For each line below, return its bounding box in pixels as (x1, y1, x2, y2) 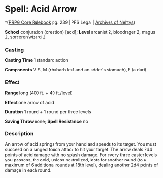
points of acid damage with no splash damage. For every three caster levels (5, 152, 157, 158)
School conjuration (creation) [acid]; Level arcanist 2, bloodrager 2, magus (5, 29, 156, 35)
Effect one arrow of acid (5, 99, 54, 105)
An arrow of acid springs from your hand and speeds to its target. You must (5, 141, 157, 147)
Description (5, 130, 34, 137)
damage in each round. (5, 167, 52, 173)
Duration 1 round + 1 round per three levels (5, 108, 91, 115)
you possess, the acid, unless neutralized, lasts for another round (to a (5, 157, 146, 162)
